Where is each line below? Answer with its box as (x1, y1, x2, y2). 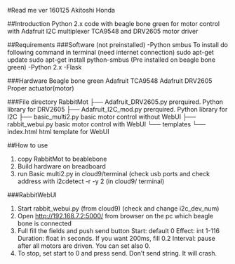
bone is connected (17, 219, 72, 227)
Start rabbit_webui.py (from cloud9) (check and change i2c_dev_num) (17, 204, 220, 213)
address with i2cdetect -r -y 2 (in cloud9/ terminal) (17, 177, 165, 185)
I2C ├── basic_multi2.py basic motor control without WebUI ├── (7, 112, 196, 121)
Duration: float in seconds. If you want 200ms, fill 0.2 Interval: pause (17, 235, 215, 242)
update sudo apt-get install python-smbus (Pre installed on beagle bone (7, 55, 216, 64)
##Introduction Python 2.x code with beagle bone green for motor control (7, 20, 220, 27)
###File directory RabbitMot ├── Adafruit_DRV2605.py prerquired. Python (7, 98, 223, 106)
